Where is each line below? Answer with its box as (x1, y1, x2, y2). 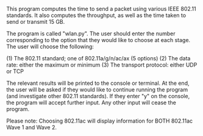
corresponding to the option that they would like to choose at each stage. (6, 37, 191, 43)
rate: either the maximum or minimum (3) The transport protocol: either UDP (6, 61, 198, 68)
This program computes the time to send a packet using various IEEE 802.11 (6, 5, 196, 12)
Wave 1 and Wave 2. (6, 124, 57, 131)
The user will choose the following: (6, 43, 94, 50)
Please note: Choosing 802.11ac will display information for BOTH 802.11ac (6, 117, 193, 124)
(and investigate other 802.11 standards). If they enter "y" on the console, (6, 93, 190, 99)
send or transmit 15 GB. (6, 18, 65, 25)
